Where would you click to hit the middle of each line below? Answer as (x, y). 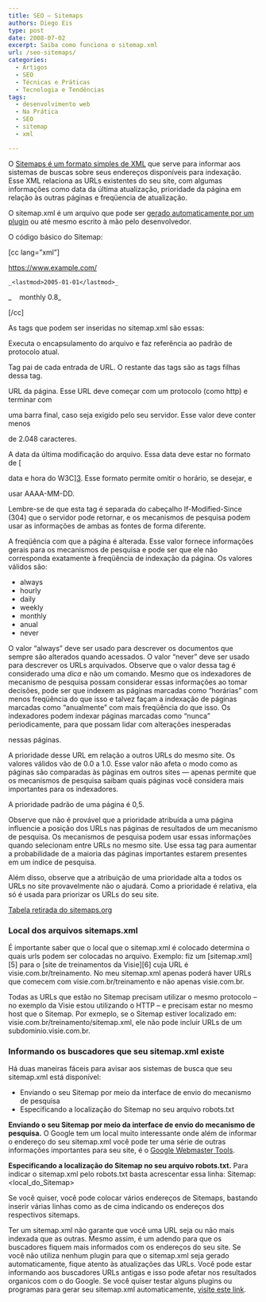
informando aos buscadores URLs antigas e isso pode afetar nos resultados (132, 1273)
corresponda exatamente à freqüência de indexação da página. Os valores (130, 558)
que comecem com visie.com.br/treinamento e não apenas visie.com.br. (126, 981)
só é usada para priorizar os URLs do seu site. (84, 894)
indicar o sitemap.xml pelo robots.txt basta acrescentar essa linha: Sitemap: (132, 1174)
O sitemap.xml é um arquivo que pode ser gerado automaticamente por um (131, 212)
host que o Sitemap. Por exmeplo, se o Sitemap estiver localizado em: (122, 1014)
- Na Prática (37, 112)
